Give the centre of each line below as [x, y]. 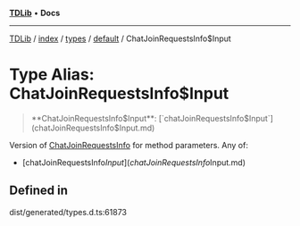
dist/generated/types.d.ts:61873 [68, 212]
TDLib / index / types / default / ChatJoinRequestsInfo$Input [121, 38]
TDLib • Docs [35, 13]
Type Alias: [52, 75]
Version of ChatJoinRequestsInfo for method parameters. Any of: [129, 145]
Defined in [39, 191]
